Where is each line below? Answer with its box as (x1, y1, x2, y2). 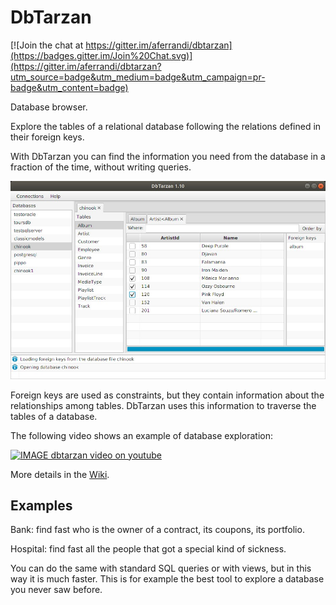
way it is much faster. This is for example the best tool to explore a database (10, 573, 325, 585)
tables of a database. (10, 410, 98, 422)
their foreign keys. (10, 131, 85, 143)
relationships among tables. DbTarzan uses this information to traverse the (10, 399, 317, 411)
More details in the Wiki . (10, 468, 110, 480)
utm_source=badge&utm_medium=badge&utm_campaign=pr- (10, 71, 266, 83)
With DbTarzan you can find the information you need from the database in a (10, 150, 326, 162)
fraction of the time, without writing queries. (10, 161, 192, 173)
